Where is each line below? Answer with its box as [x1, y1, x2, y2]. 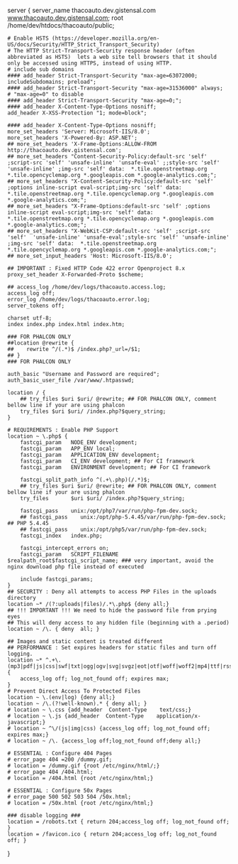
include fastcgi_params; [20, 576, 93, 583]
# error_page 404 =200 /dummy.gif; [7, 756, 113, 763]
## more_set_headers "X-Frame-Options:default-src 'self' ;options [7, 202, 211, 210]
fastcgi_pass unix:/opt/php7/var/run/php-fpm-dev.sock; [20, 507, 198, 514]
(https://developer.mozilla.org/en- [52, 35, 160, 42]
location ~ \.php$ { [7, 433, 69, 440]
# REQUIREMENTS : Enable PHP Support [7, 426, 119, 433]
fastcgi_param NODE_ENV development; [20, 439, 138, 446]
